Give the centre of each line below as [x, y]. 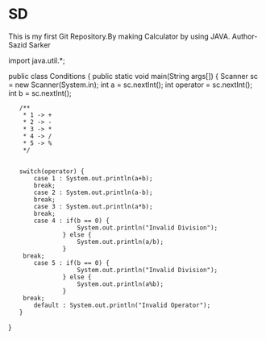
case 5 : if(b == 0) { [72, 263]
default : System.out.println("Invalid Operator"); [122, 305]
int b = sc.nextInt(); [40, 93]
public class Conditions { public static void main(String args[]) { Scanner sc [133, 76]
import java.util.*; [37, 60]
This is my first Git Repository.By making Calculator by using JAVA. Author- [133, 36]
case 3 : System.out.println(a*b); [93, 206]
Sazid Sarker [29, 44]
